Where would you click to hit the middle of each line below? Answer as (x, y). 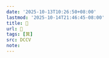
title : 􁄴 (17, 23)
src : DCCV (19, 40)
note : (13, 46)
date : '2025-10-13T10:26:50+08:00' (51, 12)
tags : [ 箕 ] (20, 34)
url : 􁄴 (15, 29)
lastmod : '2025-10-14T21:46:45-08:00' (55, 18)
